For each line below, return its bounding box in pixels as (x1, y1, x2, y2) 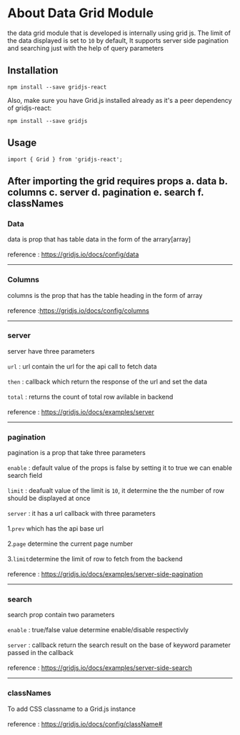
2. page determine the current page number (7, 539, 134, 548)
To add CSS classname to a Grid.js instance (7, 704, 136, 713)
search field (7, 471, 43, 480)
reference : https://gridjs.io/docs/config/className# (7, 719, 163, 728)
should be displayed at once (7, 494, 91, 503)
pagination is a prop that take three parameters (7, 449, 146, 457)
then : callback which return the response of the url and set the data (7, 377, 208, 386)
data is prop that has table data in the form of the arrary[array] (7, 235, 191, 244)
